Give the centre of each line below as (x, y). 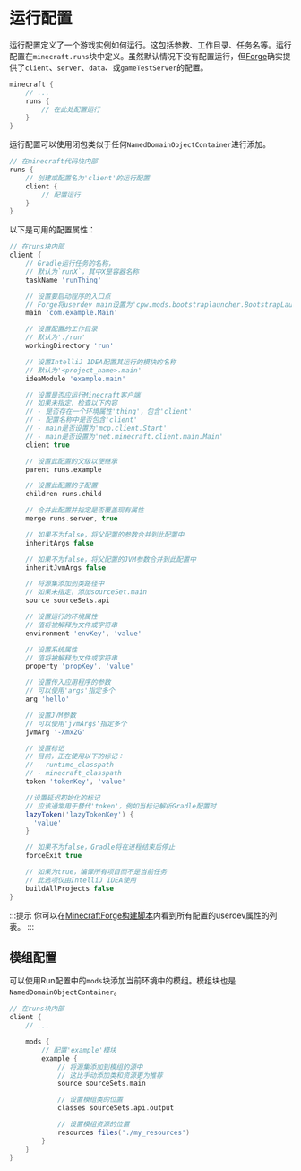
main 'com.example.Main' (72, 313)
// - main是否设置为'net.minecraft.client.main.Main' (125, 436)
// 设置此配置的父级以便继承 (72, 461)
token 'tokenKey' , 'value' (76, 782)
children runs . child (64, 494)
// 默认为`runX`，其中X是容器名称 (82, 271)
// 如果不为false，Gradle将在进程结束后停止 (100, 848)
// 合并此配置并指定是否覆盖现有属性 (85, 511)
